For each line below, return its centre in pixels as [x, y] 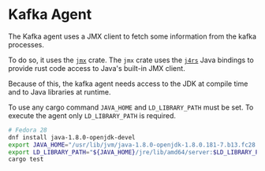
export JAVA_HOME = [38, 145]
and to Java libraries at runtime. [60, 91]
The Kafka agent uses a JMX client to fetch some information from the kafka [132, 36]
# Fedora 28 [28, 130]
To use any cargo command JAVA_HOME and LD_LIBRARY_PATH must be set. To [131, 107]
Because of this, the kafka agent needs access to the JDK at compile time [128, 84]
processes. [26, 44]
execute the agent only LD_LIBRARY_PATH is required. [92, 115]
